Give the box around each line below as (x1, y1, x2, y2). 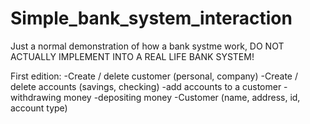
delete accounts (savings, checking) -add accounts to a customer (10, 80, 282, 92)
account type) (10, 102, 68, 114)
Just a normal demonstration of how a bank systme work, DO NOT (10, 40, 285, 52)
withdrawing (10, 91, 62, 103)
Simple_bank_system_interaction (10, 7, 293, 30)
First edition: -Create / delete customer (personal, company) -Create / (10, 70, 298, 82)
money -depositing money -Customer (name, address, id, (63, 91, 301, 103)
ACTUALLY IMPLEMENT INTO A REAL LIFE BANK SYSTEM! (10, 50, 255, 62)
